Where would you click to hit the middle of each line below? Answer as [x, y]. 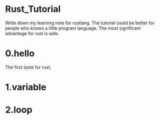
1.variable [26, 87]
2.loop [19, 110]
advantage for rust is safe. [32, 33]
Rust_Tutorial [33, 9]
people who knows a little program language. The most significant [73, 28]
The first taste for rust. [28, 67]
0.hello [20, 54]
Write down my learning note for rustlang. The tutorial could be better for [80, 23]
